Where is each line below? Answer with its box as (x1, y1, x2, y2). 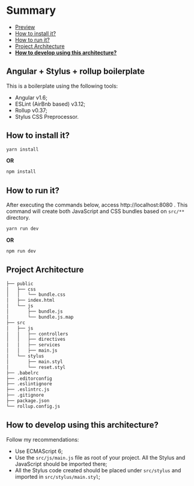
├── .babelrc (6, 370, 39, 376)
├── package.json (6, 398, 50, 404)
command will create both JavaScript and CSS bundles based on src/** (6, 208, 185, 215)
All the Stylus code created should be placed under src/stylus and (14, 466, 181, 474)
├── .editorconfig (6, 376, 52, 382)
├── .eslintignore (6, 381, 52, 387)
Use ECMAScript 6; (14, 448, 63, 455)
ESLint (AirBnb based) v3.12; (14, 100, 86, 107)
